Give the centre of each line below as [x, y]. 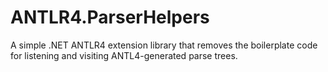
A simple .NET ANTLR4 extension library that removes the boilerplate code [164, 45]
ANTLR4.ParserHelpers [110, 17]
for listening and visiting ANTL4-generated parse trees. [124, 55]
